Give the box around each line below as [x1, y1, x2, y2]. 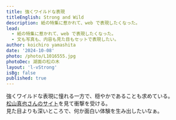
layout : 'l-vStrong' [6, 64, 58, 70]
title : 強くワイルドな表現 [6, 8, 66, 15]
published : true [6, 75, 47, 81]
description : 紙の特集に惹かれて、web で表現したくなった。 [6, 20, 140, 26]
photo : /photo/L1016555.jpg [6, 53, 76, 59]
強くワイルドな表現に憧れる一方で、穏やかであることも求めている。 [6, 93, 174, 100]
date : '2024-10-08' [6, 48, 55, 54]
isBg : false [6, 70, 36, 76]
